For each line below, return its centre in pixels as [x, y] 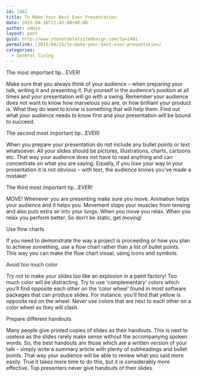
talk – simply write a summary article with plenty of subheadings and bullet [97, 349]
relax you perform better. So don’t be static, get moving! [74, 217]
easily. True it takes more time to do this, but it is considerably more [88, 362]
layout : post [22, 34]
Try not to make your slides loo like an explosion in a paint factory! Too [92, 276]
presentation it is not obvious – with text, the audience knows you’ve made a [98, 170]
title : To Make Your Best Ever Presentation [61, 17]
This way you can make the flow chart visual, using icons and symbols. [92, 253]
